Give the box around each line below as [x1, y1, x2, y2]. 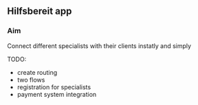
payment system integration [16, 90, 97, 98]
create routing [16, 68, 58, 76]
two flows [16, 75, 45, 84]
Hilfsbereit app [7, 5, 72, 17]
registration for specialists [16, 82, 91, 91]
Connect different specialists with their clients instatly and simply [7, 41, 191, 50]
